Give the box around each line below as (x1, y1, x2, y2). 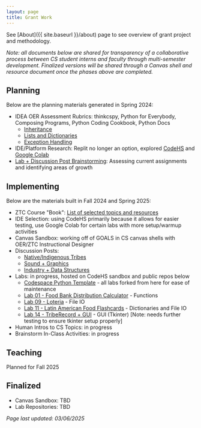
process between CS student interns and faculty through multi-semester (6, 55, 186, 62)
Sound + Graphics (23, 260, 69, 267)
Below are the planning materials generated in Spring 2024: (6, 101, 154, 109)
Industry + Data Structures (23, 267, 90, 274)
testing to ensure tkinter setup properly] (23, 318, 123, 325)
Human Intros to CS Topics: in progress (14, 324, 112, 331)
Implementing (6, 181, 59, 191)
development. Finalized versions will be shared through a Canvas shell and (6, 61, 192, 69)
